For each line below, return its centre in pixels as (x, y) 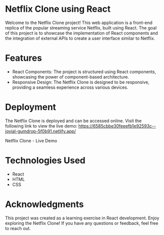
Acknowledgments (45, 204)
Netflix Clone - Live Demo (31, 140)
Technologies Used (45, 160)
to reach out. (18, 228)
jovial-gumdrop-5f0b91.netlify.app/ (41, 131)
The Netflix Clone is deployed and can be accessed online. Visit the (73, 121)
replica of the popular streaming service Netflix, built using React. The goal (81, 27)
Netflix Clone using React (58, 9)
